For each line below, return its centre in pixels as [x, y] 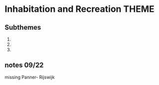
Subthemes [23, 27]
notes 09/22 [24, 65]
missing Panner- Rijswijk [30, 77]
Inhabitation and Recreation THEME [79, 9]
